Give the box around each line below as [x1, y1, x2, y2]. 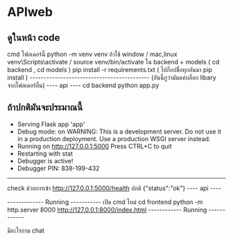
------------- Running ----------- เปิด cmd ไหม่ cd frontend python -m [7, 198, 203, 206]
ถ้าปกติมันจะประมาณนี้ [7, 102, 83, 113]
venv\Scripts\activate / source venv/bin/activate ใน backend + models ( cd [7, 58, 220, 66]
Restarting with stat [17, 149, 74, 158]
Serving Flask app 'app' [17, 120, 85, 128]
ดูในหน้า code [7, 32, 60, 44]
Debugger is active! [17, 156, 74, 165]
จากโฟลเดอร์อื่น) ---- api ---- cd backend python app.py [7, 81, 159, 89]
